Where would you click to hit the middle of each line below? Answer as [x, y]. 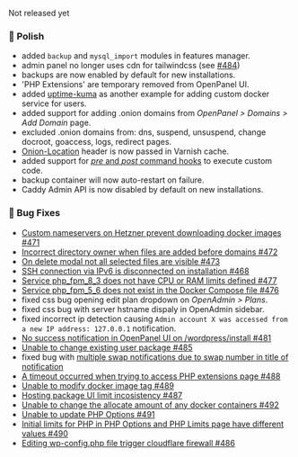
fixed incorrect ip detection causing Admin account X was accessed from [154, 318]
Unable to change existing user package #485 [107, 347]
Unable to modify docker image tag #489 [97, 385]
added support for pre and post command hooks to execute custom [147, 161]
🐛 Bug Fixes [34, 213]
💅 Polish [26, 36]
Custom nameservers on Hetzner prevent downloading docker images [151, 232]
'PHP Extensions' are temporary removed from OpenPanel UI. [135, 85]
